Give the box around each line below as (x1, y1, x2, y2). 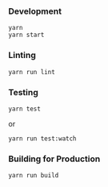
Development (8, 6, 62, 17)
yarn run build (8, 172, 59, 180)
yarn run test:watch (8, 135, 78, 143)
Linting (8, 50, 36, 61)
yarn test (8, 105, 42, 113)
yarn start (8, 31, 45, 39)
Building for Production (8, 153, 101, 164)
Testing (8, 86, 38, 98)
